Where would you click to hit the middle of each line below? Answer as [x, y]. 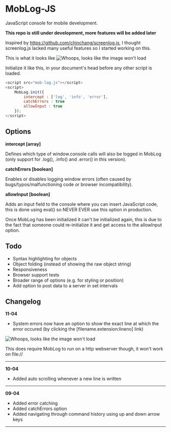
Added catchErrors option [40, 409]
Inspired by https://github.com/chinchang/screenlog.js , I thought [73, 43]
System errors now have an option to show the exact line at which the [86, 323]
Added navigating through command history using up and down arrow [86, 414]
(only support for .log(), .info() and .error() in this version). [66, 159]
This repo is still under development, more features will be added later [81, 33]
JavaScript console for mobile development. [52, 23]
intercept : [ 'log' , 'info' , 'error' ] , [66, 97]
